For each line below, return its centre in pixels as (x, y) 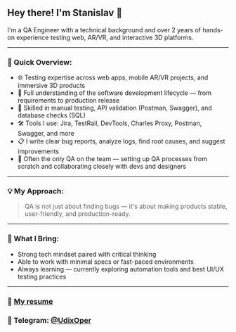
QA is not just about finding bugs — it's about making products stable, (126, 206)
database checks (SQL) (52, 115)
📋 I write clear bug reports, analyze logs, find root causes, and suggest (121, 141)
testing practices (42, 276)
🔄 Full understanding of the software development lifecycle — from (114, 93)
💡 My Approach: (36, 191)
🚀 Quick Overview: (40, 62)
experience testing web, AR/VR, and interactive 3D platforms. (105, 37)
